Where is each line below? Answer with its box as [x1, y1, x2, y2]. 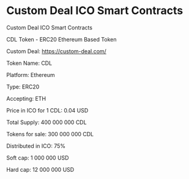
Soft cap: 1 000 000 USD [6, 154, 69, 161]
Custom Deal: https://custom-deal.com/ [6, 47, 107, 55]
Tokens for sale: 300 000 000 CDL [6, 130, 94, 137]
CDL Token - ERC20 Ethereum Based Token [6, 35, 117, 43]
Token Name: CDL [6, 59, 53, 67]
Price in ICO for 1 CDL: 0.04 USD [6, 106, 89, 114]
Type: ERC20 [6, 83, 40, 90]
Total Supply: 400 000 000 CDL [6, 119, 87, 126]
